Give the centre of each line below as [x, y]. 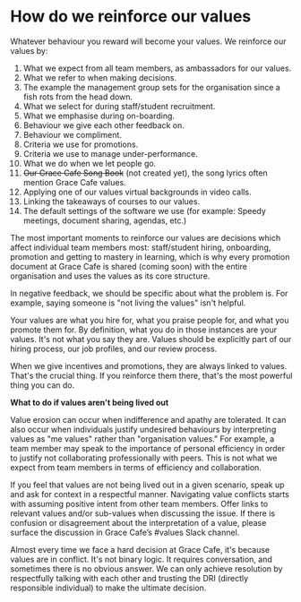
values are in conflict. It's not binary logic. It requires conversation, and [141, 559]
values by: [29, 50]
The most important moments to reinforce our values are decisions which [146, 237]
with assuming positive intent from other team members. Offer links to [139, 503]
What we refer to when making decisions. [100, 77]
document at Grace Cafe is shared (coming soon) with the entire [129, 266]
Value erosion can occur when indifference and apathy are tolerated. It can [148, 419]
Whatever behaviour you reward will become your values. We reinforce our [148, 41]
